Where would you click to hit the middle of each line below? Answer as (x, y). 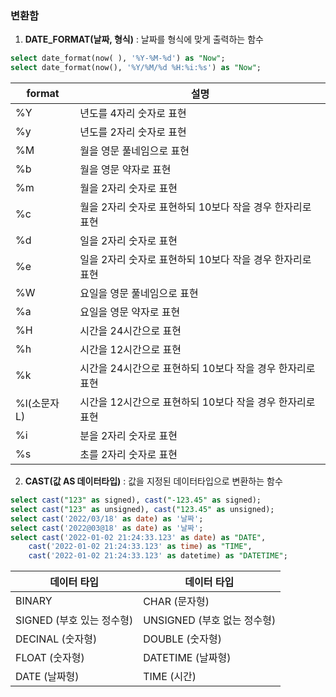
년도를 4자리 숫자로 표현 (133, 114)
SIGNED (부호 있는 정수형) (74, 620)
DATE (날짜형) (47, 677)
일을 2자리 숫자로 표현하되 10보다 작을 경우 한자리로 (195, 260)
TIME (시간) (170, 677)
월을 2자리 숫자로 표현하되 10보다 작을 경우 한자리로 (195, 207)
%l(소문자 (37, 404)
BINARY (34, 601)
